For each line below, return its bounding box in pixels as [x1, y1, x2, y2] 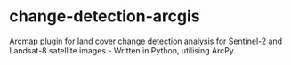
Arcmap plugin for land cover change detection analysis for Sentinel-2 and [9, 36, 283, 46]
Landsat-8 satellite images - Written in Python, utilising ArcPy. [9, 45, 236, 55]
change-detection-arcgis [9, 6, 200, 27]
